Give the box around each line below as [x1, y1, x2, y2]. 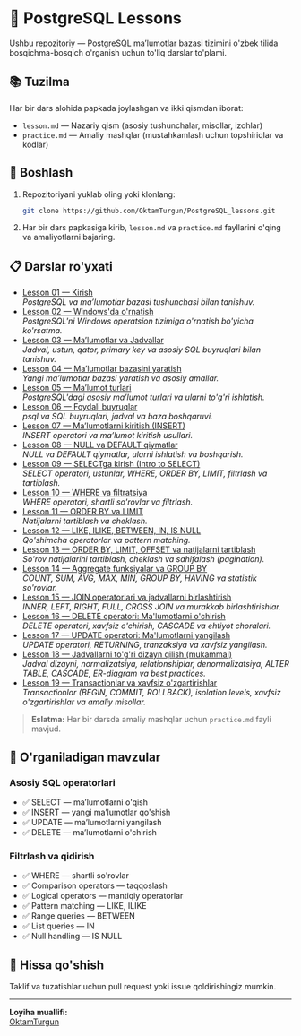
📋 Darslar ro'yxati [9, 259, 114, 274]
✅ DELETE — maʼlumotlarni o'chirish [21, 826, 157, 837]
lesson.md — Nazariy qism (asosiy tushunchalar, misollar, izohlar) [21, 120, 263, 131]
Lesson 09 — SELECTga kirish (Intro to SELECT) [21, 459, 201, 470]
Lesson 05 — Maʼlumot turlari [21, 383, 132, 393]
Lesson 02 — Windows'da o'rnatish [21, 306, 154, 317]
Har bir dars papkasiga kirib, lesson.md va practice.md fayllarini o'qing [21, 222, 282, 233]
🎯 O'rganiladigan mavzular [9, 749, 161, 764]
